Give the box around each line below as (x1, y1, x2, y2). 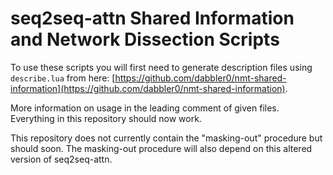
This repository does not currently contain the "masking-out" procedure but (10, 132, 323, 144)
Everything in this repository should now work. (10, 112, 202, 124)
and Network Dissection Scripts (10, 28, 280, 51)
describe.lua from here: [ (10, 72, 116, 84)
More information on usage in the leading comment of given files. (10, 102, 280, 114)
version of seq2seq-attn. (10, 153, 113, 165)
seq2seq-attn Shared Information (10, 7, 295, 30)
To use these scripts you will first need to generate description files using (10, 61, 313, 73)
